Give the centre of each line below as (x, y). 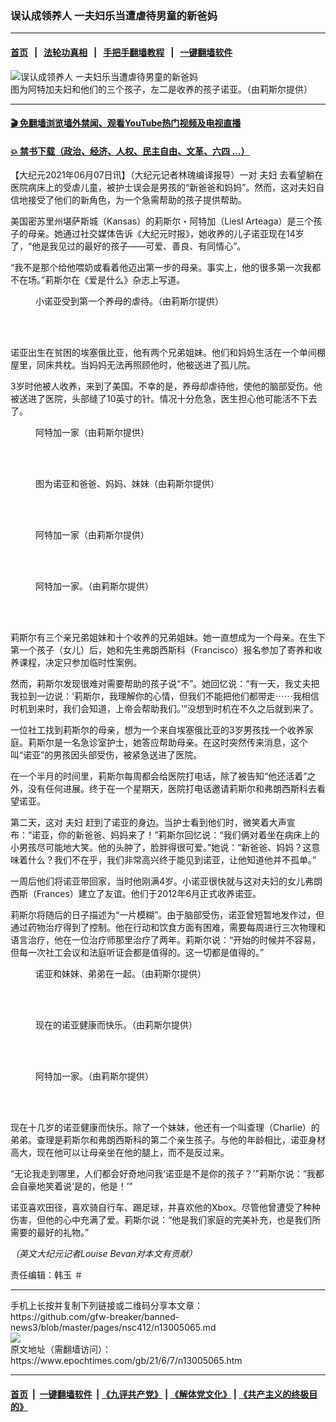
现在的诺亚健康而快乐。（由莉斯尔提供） (116, 1025)
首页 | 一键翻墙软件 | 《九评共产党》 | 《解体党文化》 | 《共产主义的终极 (160, 1394)
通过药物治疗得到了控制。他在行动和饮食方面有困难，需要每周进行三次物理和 (168, 928)
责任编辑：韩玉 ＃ (46, 1275)
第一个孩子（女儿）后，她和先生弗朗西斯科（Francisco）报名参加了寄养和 (162, 650)
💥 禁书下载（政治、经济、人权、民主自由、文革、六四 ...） (130, 151)
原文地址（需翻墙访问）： (61, 1349)
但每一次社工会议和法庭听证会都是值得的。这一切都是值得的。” (137, 953)
